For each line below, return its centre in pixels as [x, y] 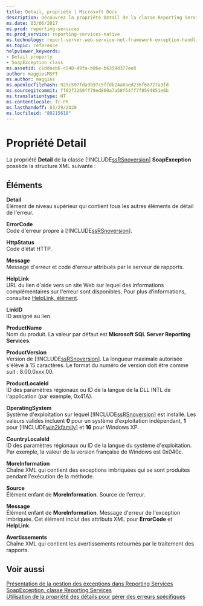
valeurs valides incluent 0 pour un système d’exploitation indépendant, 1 [96, 421]
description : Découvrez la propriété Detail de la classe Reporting [94, 18]
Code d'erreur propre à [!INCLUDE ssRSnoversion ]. [69, 231]
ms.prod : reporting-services [43, 29]
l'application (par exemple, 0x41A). [50, 396]
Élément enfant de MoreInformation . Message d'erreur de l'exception [93, 513]
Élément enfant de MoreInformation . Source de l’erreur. [76, 495]
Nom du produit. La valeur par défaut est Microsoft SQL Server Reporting [98, 334]
